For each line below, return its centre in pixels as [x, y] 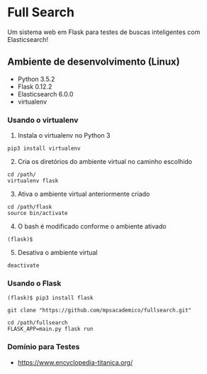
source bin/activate [38, 214]
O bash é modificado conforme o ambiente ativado [92, 226]
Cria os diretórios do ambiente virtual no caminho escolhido [105, 162]
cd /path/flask [30, 207]
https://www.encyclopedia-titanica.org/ [75, 362]
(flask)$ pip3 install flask [50, 298]
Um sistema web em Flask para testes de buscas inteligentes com [104, 32]
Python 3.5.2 [36, 79]
